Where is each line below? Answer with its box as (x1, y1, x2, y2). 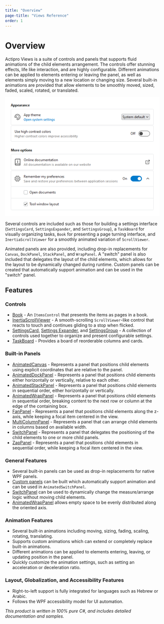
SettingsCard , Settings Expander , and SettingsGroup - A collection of (12, 328, 152, 334)
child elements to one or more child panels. (12, 434, 99, 440)
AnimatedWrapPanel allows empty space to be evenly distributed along (12, 499, 157, 505)
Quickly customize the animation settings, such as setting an (12, 559, 135, 565)
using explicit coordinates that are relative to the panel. (12, 366, 123, 372)
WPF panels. (12, 473, 38, 479)
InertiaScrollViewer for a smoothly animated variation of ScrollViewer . (5, 236, 150, 242)
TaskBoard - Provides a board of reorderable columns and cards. (12, 338, 143, 344)
